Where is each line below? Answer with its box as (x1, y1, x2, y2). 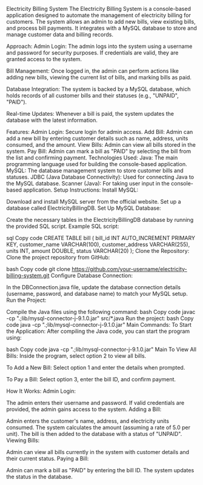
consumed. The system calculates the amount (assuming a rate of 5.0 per (6, 424, 191, 431)
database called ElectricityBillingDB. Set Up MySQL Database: (6, 204, 162, 212)
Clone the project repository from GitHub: (6, 254, 110, 261)
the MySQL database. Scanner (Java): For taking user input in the (6, 180, 170, 187)
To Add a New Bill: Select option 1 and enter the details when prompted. (6, 364, 185, 371)
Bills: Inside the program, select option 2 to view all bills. (6, 352, 147, 360)
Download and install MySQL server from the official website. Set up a (6, 198, 181, 205)
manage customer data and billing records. (6, 31, 114, 38)
